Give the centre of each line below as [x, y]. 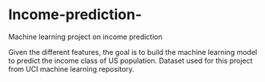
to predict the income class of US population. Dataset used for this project [130, 61]
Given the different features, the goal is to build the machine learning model [133, 52]
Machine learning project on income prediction [85, 37]
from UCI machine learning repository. [71, 68]
